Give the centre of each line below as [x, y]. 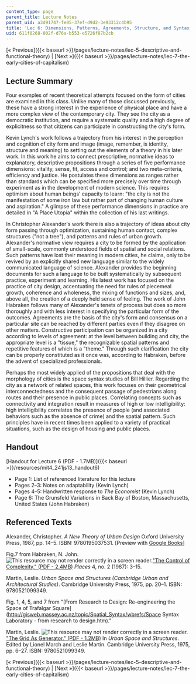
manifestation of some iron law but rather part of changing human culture [94, 200]
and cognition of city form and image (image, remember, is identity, [87, 144]
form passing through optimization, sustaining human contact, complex [92, 230]
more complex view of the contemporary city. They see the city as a [88, 114]
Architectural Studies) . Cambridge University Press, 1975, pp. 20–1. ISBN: [94, 584]
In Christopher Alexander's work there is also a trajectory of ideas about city [98, 224]
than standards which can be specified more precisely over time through [94, 181]
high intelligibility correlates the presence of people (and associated [88, 410]
